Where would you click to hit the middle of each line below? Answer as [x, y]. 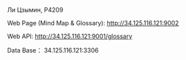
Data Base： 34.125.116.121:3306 [53, 50]
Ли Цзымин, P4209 [35, 10]
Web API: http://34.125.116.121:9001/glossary [70, 36]
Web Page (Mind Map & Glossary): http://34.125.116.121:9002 [93, 23]
